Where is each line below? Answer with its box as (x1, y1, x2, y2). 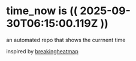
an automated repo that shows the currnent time (6, 36, 126, 43)
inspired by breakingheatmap (6, 47, 79, 54)
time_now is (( (6, 4, 78, 18)
